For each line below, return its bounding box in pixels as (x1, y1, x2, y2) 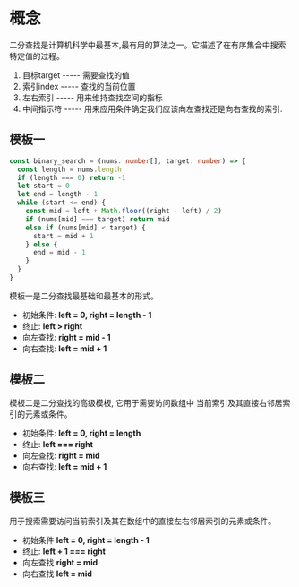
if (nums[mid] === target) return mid (25, 214, 170, 224)
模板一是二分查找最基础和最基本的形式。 (9, 290, 158, 301)
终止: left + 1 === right (21, 546, 106, 557)
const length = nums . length (17, 165, 123, 174)
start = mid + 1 (32, 231, 94, 240)
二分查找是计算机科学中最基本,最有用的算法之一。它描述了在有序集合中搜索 (9, 39, 286, 50)
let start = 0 (17, 181, 70, 191)
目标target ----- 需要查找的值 (21, 69, 130, 81)
